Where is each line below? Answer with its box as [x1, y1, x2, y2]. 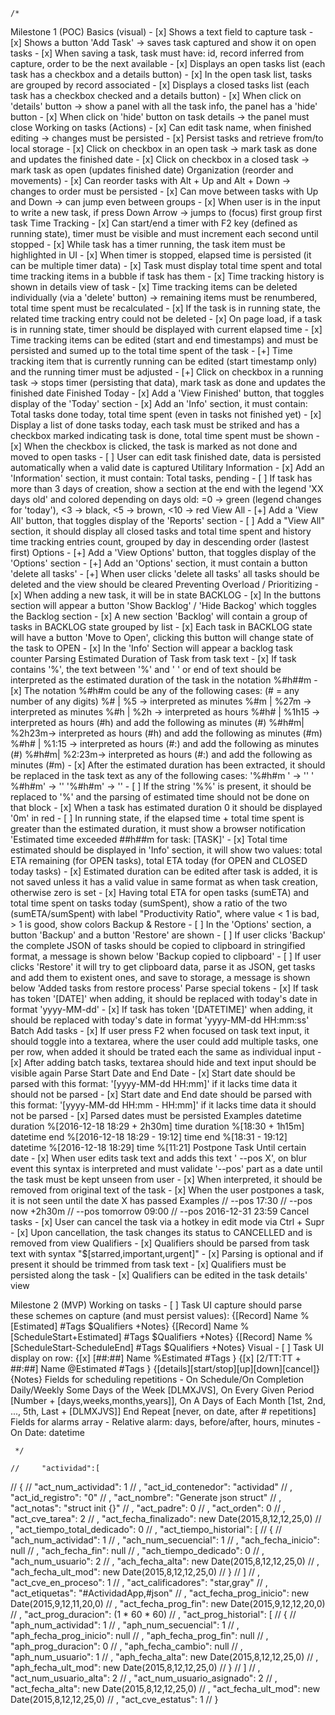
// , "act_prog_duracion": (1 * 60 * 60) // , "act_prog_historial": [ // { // [10, 1609, 297, 1620]
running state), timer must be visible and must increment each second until [10, 228, 319, 239]
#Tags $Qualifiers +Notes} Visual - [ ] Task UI [135, 1342, 324, 1353]
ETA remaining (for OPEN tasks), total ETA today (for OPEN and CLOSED [10, 855, 308, 866]
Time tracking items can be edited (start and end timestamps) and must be [10, 334, 319, 346]
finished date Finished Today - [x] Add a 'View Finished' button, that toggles [10, 387, 325, 399]
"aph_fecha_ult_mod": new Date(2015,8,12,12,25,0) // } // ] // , [10, 1662, 261, 1673]
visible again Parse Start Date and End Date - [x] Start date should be [10, 1067, 296, 1079]
